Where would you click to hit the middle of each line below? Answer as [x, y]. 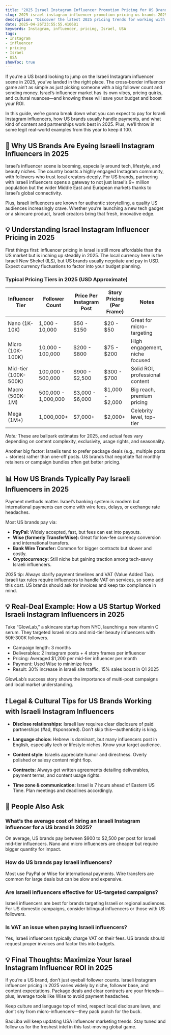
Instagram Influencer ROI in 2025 [59, 968]
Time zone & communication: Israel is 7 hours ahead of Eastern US [84, 785]
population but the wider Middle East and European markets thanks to [78, 188]
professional [146, 375]
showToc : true [20, 62]
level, [137, 417]
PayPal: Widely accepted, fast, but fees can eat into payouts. [77, 532]
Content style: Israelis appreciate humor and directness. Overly [80, 754]
